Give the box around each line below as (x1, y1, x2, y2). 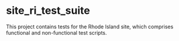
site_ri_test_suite (6, 4, 90, 17)
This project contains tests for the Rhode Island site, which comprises (6, 23, 174, 30)
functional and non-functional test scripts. (6, 29, 107, 36)
